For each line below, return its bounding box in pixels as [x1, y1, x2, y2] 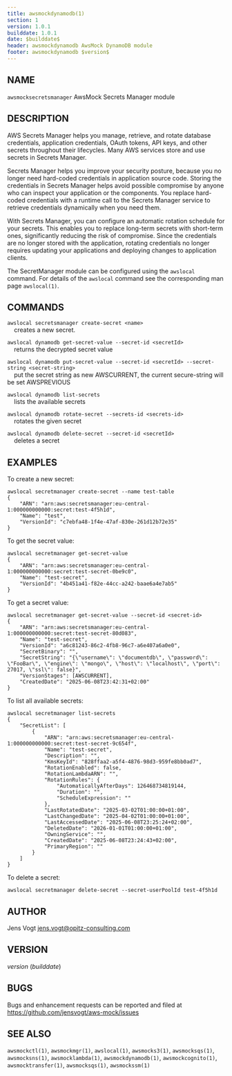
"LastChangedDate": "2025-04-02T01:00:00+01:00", [43, 813, 190, 820]
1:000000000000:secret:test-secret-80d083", [7, 630, 137, 637]
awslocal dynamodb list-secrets [7, 391, 100, 398]
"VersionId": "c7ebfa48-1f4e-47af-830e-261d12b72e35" [19, 519, 177, 526]
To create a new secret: [7, 475, 75, 483]
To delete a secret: [7, 873, 61, 882]
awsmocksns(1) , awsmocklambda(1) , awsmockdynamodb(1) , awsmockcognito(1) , [7, 1054, 217, 1062]
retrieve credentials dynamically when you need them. [7, 203, 162, 212]
